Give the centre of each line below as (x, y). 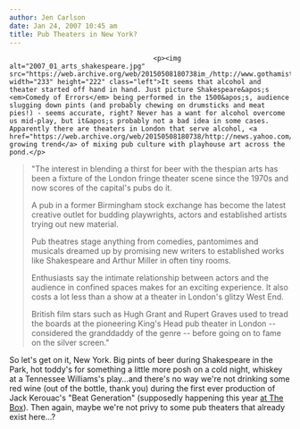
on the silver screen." (70, 343)
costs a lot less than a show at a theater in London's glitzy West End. (157, 297)
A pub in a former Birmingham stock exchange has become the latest (158, 206)
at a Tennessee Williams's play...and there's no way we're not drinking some (150, 379)
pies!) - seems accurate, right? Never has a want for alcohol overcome (147, 114)
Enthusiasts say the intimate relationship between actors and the (150, 278)
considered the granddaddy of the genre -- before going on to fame (156, 333)
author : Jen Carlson (48, 17)
